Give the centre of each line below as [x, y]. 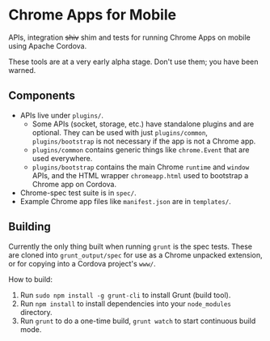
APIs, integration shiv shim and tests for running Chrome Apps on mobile [129, 37]
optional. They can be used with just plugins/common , [120, 132]
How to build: [30, 279]
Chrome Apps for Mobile [92, 15]
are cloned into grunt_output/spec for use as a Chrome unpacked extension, [135, 255]
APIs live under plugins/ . [61, 115]
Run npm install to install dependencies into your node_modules [126, 303]
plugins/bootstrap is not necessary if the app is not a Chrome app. [144, 141]
